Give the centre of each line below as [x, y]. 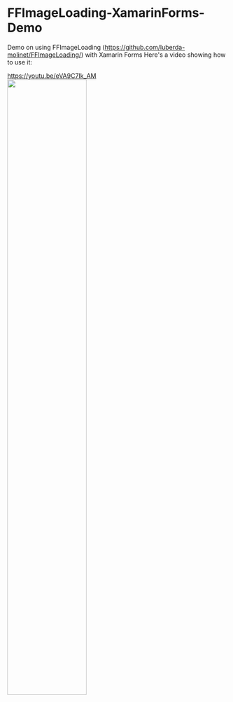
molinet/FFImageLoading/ [44, 55]
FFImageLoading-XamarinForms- [106, 13]
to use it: [20, 62]
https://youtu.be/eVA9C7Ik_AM [52, 76]
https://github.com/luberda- [145, 47]
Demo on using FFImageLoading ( [56, 47]
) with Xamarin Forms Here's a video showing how [153, 55]
